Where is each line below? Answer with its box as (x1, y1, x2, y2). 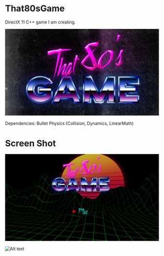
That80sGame (5, 3, 65, 14)
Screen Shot (5, 138, 56, 149)
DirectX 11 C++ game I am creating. (5, 19, 76, 25)
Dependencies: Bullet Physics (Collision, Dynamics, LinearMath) (5, 120, 134, 126)
